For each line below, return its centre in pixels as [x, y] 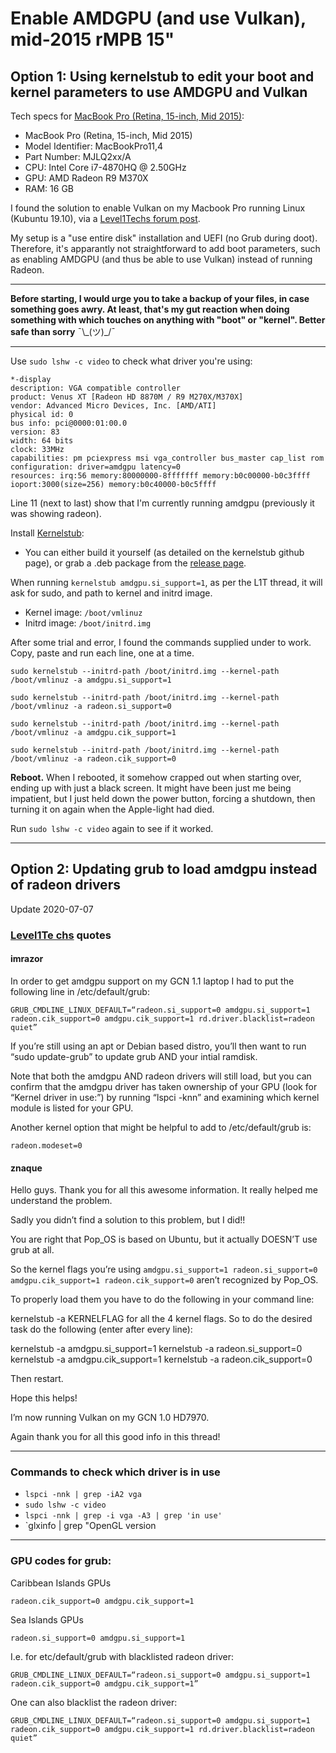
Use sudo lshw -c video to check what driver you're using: [131, 361]
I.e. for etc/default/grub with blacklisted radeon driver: [122, 1656]
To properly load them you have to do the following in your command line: [162, 1299]
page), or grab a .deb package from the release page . [135, 563]
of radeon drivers [65, 885]
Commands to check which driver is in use [115, 1472]
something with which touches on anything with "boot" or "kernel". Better [168, 320]
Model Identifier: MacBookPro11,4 [94, 146]
